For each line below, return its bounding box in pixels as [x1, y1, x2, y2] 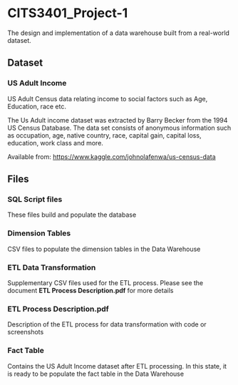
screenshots [7, 328, 44, 337]
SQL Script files [7, 194, 63, 204]
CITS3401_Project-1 [7, 5, 128, 21]
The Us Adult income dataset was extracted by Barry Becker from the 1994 [7, 115, 228, 124]
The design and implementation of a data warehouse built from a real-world [7, 29, 230, 37]
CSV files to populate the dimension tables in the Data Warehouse [7, 245, 201, 253]
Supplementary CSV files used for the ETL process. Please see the [7, 278, 204, 287]
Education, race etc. [7, 102, 66, 111]
